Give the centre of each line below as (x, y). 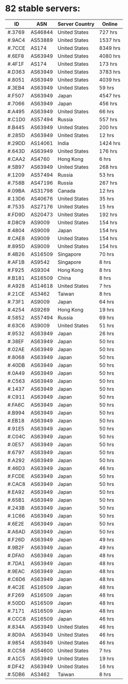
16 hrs (107, 666)
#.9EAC (16, 571)
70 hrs (107, 254)
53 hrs (107, 175)
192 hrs (108, 214)
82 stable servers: (43, 9)
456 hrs (108, 103)
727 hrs (108, 32)
